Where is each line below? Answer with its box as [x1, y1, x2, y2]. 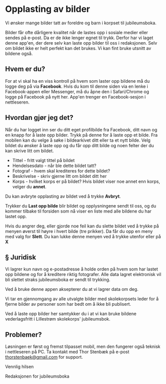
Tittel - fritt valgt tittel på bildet [12, 157, 75, 163]
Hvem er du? [5, 65, 46, 73]
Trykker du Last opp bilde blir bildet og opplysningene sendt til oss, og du [5, 203, 157, 209]
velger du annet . [12, 183, 47, 189]
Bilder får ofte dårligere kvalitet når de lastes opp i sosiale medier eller [5, 29, 148, 35]
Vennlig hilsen [5, 364, 34, 370]
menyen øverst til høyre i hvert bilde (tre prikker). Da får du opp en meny [5, 228, 153, 234]
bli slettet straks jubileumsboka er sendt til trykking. [5, 276, 111, 283]
